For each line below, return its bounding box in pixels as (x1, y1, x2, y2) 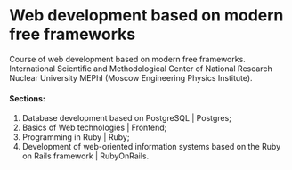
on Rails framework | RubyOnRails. (21, 150, 150, 161)
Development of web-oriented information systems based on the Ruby (21, 142, 281, 152)
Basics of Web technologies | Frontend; (21, 122, 167, 134)
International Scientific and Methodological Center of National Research (9, 63, 273, 74)
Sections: (9, 93, 46, 103)
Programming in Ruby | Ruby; (21, 132, 130, 142)
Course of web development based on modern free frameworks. (9, 53, 247, 64)
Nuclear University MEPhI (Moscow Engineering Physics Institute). (9, 72, 253, 83)
